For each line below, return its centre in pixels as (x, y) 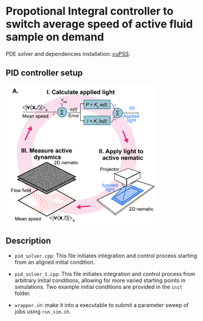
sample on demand (55, 37)
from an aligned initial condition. (55, 262)
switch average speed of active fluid (99, 24)
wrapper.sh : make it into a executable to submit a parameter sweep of (101, 305)
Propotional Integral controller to (90, 11)
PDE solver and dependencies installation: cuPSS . (68, 53)
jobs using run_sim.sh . (43, 311)
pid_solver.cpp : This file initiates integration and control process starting (106, 255)
